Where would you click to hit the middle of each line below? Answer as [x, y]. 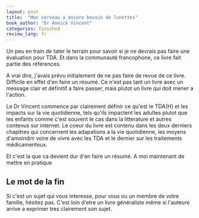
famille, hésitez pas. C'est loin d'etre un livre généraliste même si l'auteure [98, 202]
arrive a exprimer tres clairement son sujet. [59, 208]
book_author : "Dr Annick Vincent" [49, 23]
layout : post [22, 12]
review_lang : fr [26, 34]
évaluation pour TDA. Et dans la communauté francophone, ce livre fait [94, 58]
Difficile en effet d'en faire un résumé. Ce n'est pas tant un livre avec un [95, 82]
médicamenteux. [27, 145]
